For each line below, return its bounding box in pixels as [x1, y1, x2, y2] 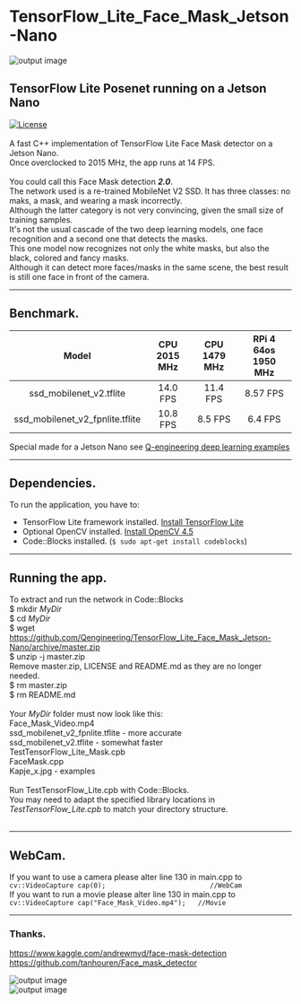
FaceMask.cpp [9, 756, 64, 767]
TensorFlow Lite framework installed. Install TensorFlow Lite [21, 517, 245, 528]
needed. [9, 670, 40, 681]
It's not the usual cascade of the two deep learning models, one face [9, 223, 263, 234]
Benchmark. [9, 306, 80, 321]
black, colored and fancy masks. [9, 252, 130, 263]
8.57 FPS [245, 387, 284, 399]
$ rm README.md [9, 689, 76, 701]
